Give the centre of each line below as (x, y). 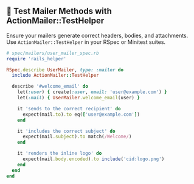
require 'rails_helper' (36, 58)
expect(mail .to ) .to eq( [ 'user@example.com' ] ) (81, 114)
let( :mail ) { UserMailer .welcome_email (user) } (78, 98)
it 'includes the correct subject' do (66, 131)
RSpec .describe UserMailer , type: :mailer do (65, 70)
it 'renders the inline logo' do (60, 154)
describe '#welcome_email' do (50, 87)
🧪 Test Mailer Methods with (59, 11)
